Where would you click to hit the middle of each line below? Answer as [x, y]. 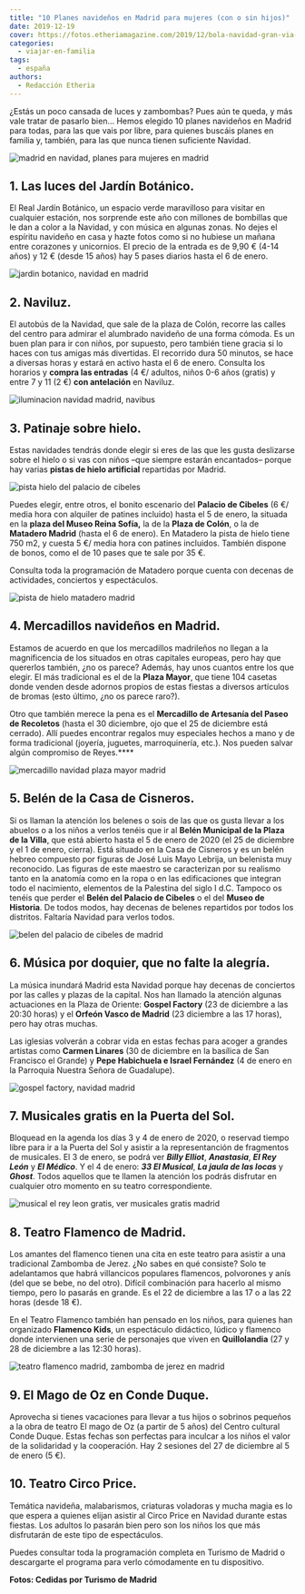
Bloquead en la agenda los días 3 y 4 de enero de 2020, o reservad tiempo [149, 1138]
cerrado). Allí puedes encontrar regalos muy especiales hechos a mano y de [152, 733]
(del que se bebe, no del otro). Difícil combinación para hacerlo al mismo [145, 1283]
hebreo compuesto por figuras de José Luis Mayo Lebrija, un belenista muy [151, 859]
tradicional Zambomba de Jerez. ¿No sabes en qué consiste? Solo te [138, 1264]
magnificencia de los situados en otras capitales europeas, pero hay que [145, 657]
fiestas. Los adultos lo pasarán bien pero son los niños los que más [135, 1525]
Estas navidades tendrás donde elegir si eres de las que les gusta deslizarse [152, 450]
